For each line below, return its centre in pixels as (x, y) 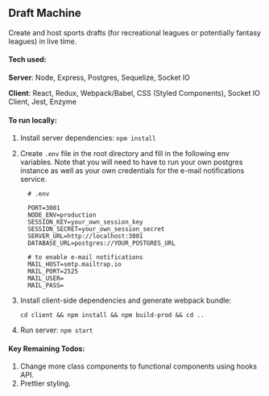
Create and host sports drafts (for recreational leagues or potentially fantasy (135, 32)
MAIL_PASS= (46, 286)
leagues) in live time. (43, 41)
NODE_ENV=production (62, 215)
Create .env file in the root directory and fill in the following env (124, 154)
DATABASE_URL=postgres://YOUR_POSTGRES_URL (101, 243)
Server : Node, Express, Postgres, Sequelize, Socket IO (99, 78)
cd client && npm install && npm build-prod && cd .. (112, 316)
